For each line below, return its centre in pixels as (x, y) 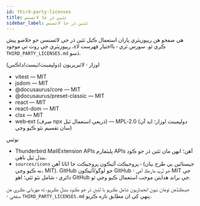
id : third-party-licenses (39, 12)
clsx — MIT (29, 115)
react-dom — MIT (37, 109)
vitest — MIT (31, 77)
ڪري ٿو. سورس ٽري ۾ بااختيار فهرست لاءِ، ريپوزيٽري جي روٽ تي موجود (86, 46)
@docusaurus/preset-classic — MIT (60, 96)
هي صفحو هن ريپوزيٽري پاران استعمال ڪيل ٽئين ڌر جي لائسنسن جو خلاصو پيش (95, 40)
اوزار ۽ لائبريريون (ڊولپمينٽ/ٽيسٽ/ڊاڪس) (53, 65)
